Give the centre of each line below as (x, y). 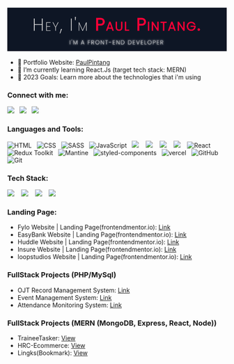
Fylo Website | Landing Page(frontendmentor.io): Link (94, 228)
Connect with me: (38, 95)
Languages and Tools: (45, 129)
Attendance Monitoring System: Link (69, 305)
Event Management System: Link (64, 297)
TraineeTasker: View (46, 338)
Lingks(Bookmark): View (53, 353)
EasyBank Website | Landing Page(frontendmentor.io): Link (102, 235)
